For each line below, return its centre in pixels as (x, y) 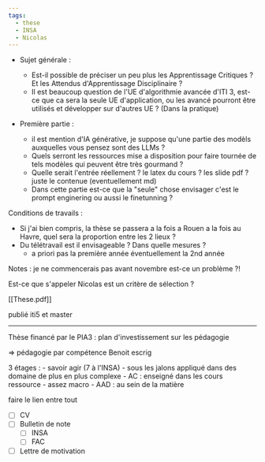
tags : (17, 15)
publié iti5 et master (40, 315)
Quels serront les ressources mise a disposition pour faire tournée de (144, 156)
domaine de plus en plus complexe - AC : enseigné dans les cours (116, 376)
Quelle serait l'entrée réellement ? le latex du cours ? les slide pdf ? (140, 173)
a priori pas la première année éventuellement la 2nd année (128, 254)
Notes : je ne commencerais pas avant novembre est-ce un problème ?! (124, 269)
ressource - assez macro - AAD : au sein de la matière (96, 385)
